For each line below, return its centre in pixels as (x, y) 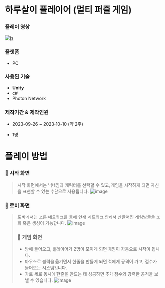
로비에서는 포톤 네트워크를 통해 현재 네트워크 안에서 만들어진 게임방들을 (86, 217)
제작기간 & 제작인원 (27, 112)
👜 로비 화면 (17, 205)
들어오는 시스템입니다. (46, 268)
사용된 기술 (18, 76)
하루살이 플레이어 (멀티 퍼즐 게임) (69, 10)
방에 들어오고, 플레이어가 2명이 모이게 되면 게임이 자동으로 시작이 (87, 249)
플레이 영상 (18, 27)
